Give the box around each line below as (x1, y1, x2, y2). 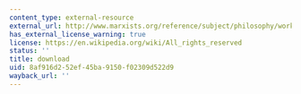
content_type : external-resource (9, 13, 134, 22)
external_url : (9, 21, 63, 30)
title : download (9, 55, 70, 64)
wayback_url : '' (9, 72, 70, 81)
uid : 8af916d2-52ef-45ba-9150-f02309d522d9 (9, 64, 175, 73)
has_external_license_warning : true (9, 30, 146, 38)
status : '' (9, 47, 50, 56)
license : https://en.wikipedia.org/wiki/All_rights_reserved (9, 38, 243, 47)
